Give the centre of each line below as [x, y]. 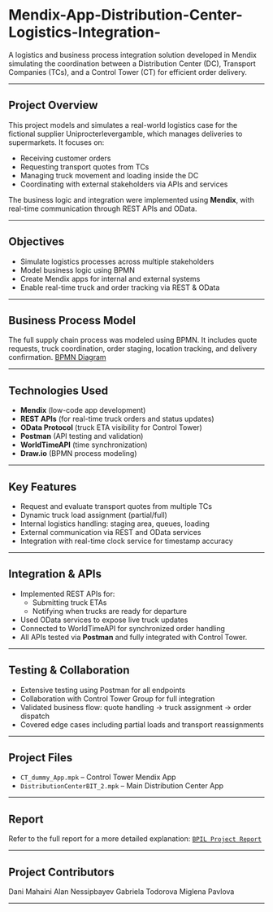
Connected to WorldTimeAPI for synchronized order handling [123, 628]
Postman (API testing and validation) [82, 436]
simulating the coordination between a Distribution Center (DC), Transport [132, 64]
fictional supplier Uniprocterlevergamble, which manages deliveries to [126, 134]
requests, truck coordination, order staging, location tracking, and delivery [133, 349]
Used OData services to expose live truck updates [104, 620]
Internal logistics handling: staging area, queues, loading [115, 524]
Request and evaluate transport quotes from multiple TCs [116, 506]
